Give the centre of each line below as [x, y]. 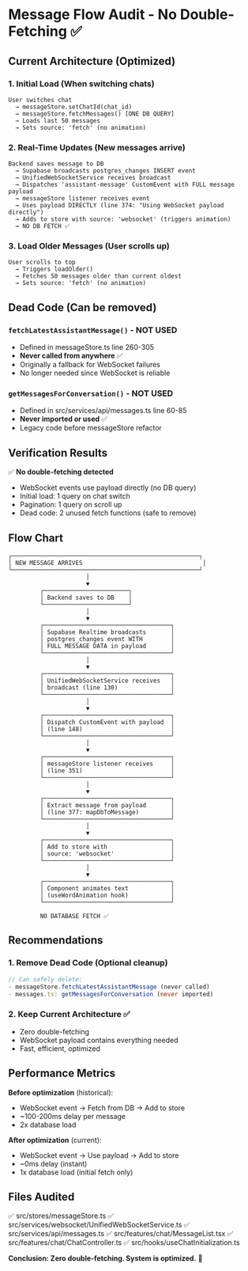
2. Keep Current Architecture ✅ [69, 1015]
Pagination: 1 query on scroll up [71, 505]
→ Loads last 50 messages [58, 120]
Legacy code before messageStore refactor [90, 428]
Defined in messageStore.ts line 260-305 [87, 347]
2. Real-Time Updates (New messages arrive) [97, 147]
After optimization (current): [55, 1140]
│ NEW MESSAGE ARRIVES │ [107, 563]
